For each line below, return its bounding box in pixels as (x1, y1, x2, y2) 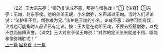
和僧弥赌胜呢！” (5, 35, 37, 41)
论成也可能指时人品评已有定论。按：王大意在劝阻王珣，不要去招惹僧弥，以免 (5, 23, 158, 29)
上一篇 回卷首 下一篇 (5, 42, 46, 47)
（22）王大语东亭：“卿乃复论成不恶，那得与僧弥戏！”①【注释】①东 (13, 5, 151, 11)
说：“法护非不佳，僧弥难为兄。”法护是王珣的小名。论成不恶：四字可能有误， (5, 17, 156, 23)
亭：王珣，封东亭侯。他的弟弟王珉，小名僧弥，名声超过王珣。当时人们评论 (5, 11, 154, 17)
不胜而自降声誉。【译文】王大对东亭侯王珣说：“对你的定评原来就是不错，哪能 (5, 30, 158, 35)
